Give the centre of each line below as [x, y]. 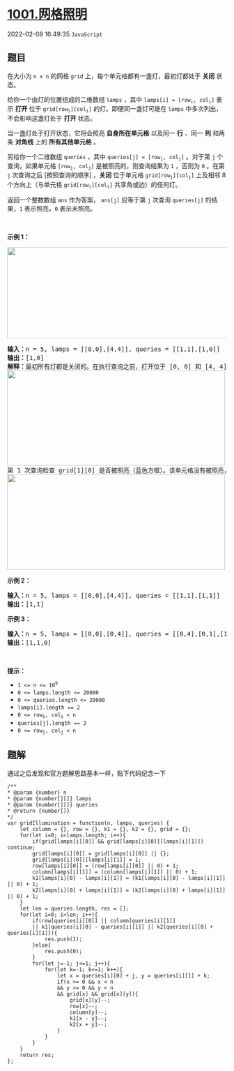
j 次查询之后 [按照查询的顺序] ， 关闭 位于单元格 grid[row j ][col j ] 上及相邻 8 [117, 175]
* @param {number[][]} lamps [49, 799]
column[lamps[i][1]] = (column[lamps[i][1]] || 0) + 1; [115, 872]
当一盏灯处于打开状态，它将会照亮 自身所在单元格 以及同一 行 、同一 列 [109, 133]
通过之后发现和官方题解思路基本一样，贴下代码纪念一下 [86, 773]
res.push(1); [63, 939]
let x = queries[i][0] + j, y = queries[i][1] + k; [133, 975]
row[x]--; [84, 1006]
